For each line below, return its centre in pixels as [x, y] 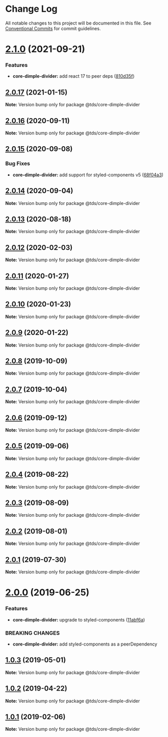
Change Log [31, 9]
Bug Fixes [18, 164]
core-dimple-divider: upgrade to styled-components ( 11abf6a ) [79, 619]
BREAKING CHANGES [33, 633]
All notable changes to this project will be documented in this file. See [78, 23]
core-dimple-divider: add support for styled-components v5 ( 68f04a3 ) [88, 175]
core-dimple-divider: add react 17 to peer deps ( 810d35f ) [74, 76]
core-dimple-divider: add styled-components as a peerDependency [85, 644]
